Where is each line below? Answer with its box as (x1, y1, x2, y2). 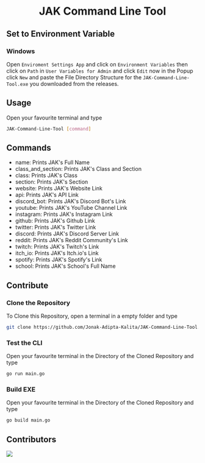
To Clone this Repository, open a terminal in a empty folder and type (6, 312, 178, 320)
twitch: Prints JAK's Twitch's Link (15, 243, 99, 251)
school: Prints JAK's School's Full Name (15, 262, 116, 270)
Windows (6, 47, 35, 56)
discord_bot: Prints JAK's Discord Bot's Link (15, 198, 126, 205)
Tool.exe (6, 81, 29, 87)
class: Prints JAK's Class (15, 172, 78, 179)
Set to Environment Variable (6, 29, 115, 39)
